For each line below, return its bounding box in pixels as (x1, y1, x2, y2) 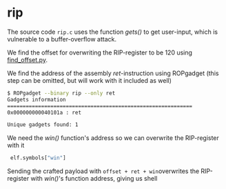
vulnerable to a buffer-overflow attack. (7, 34, 117, 43)
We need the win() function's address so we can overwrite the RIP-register (7, 134, 219, 142)
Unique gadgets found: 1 (7, 121, 79, 128)
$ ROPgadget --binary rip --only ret (7, 90, 116, 97)
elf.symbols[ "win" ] (10, 155, 67, 161)
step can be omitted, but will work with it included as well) (7, 76, 172, 84)
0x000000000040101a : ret (7, 109, 81, 116)
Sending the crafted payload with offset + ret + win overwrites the (7, 167, 200, 175)
